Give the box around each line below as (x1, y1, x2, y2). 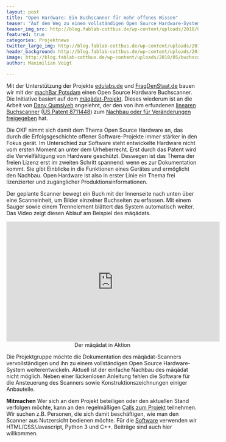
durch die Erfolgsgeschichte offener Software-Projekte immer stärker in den (6, 132, 197, 140)
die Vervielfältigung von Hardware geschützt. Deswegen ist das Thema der (6, 152, 195, 159)
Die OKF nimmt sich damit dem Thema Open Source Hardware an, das (6, 126, 183, 134)
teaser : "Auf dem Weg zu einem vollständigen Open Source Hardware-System (6, 20, 200, 26)
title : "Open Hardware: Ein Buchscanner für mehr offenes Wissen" (6, 15, 178, 21)
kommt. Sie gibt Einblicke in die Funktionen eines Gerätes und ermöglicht (6, 165, 190, 173)
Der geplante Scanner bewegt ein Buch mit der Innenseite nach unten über (6, 190, 194, 197)
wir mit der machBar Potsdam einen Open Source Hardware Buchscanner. (6, 88, 192, 96)
